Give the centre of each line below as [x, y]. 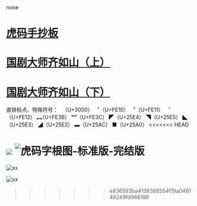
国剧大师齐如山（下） [58, 92]
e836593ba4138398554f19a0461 [150, 191]
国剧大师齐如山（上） [58, 63]
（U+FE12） [21, 117]
